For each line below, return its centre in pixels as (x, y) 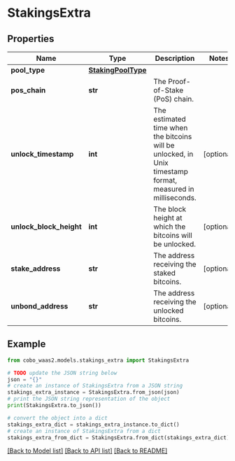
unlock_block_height (46, 227)
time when (171, 128)
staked (165, 273)
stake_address (36, 269)
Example (27, 344)
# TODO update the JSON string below (62, 373)
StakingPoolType (117, 70)
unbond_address (40, 306)
